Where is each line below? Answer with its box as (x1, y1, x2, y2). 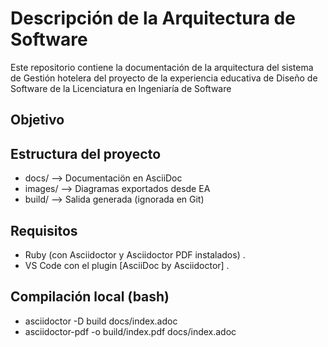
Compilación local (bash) (10, 288, 170, 306)
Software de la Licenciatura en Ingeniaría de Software (10, 82, 232, 94)
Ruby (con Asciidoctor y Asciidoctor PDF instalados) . (24, 248, 246, 261)
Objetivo (10, 112, 65, 129)
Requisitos (10, 222, 78, 239)
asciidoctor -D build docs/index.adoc (24, 315, 178, 327)
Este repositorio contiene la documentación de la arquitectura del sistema (10, 61, 314, 73)
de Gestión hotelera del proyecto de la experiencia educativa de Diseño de (10, 72, 318, 84)
